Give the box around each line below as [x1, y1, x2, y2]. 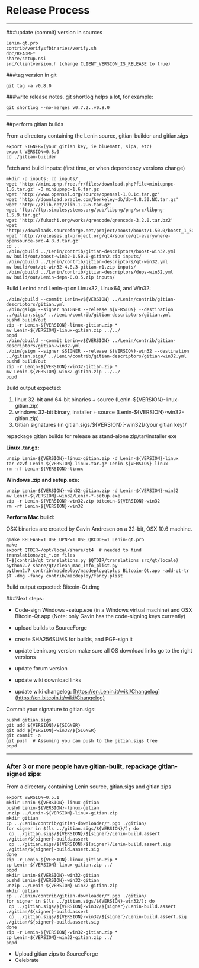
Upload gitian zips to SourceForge [14, 950, 98, 957]
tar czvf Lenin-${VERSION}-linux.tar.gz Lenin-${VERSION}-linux [6, 461, 168, 467]
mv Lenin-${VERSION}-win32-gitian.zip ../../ [6, 369, 120, 375]
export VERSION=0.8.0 [6, 149, 60, 155]
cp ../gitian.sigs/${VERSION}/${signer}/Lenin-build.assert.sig [8, 841, 171, 848]
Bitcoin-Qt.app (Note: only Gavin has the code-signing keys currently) [14, 612, 186, 619]
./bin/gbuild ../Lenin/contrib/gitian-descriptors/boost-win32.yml [6, 248, 176, 254]
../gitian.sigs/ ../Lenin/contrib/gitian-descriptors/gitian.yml [6, 312, 171, 318]
